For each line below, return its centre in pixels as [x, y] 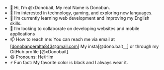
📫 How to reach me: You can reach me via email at [62, 39]
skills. [16, 23]
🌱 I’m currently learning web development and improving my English [80, 18]
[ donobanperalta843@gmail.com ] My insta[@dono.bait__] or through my [84, 46]
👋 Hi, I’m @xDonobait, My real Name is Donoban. [60, 8]
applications [22, 34]
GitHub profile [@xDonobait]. [40, 52]
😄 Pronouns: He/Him [32, 57]
